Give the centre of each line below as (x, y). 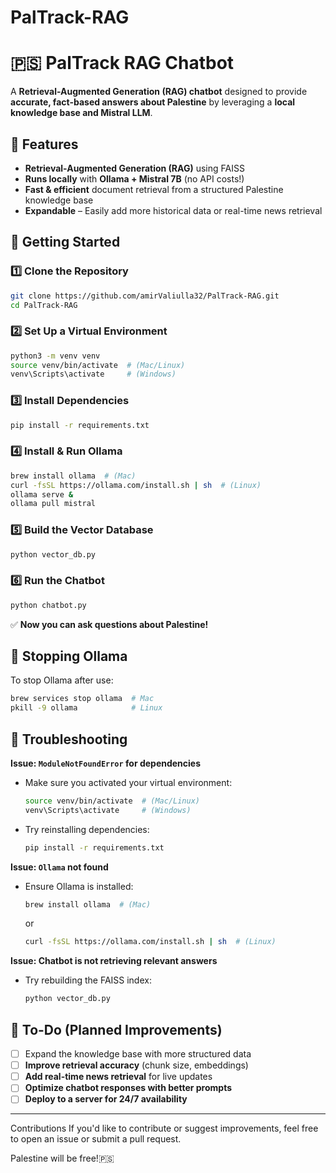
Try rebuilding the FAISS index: (88, 980)
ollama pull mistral (53, 504)
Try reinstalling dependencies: (87, 829)
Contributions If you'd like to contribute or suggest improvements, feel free (164, 1128)
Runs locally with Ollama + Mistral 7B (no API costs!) (134, 178)
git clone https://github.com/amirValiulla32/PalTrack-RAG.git (145, 296)
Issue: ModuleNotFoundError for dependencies (106, 763)
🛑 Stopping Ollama (69, 656)
